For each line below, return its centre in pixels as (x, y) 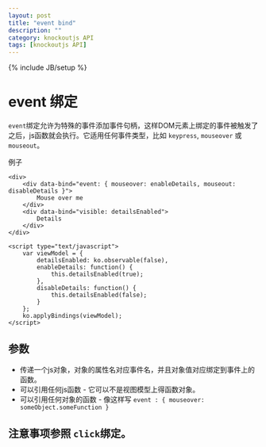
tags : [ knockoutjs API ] (48, 45)
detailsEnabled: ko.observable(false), (103, 261)
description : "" (35, 30)
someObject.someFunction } (64, 407)
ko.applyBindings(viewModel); (73, 316)
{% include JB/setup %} (48, 67)
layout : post (30, 15)
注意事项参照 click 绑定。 (70, 434)
